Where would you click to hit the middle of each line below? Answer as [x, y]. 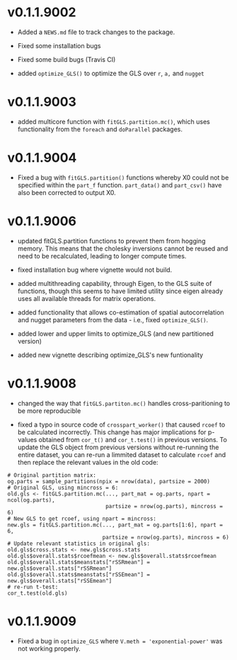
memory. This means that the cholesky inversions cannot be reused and [123, 248]
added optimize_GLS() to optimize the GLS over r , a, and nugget [111, 73]
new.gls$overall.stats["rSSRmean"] [60, 568]
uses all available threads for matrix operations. [87, 298]
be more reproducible [49, 411]
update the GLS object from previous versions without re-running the [118, 447]
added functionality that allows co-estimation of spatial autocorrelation [121, 312]
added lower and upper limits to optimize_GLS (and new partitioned [116, 334]
